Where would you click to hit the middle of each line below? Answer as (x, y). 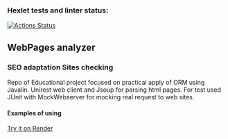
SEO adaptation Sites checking (60, 67)
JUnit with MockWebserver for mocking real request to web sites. (101, 97)
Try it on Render (30, 129)
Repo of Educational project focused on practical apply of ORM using (106, 82)
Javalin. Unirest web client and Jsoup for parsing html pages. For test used (114, 90)
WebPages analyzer (51, 47)
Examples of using (35, 113)
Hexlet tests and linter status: (58, 10)
